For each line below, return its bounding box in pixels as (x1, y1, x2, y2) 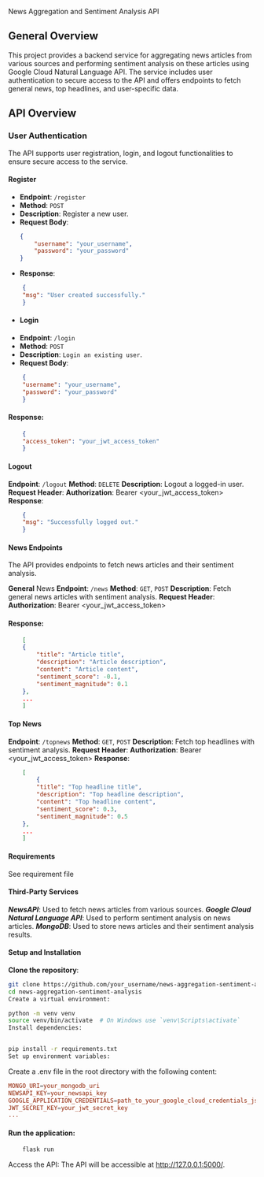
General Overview (8, 29, 99, 43)
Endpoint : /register (19, 192, 86, 202)
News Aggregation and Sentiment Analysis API (8, 7, 159, 16)
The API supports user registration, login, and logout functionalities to (8, 148, 233, 158)
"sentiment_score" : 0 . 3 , (36, 805, 118, 813)
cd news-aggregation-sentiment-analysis (8, 988, 143, 996)
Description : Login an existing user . (19, 350, 143, 359)
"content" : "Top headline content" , (36, 798, 156, 806)
